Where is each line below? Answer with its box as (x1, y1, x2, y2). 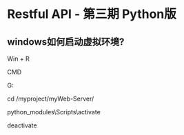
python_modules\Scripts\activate (7, 108, 101, 116)
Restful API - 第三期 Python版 (7, 6, 177, 22)
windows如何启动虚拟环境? (7, 36, 125, 48)
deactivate (7, 121, 37, 129)
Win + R (7, 54, 30, 63)
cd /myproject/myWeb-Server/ (7, 94, 94, 103)
